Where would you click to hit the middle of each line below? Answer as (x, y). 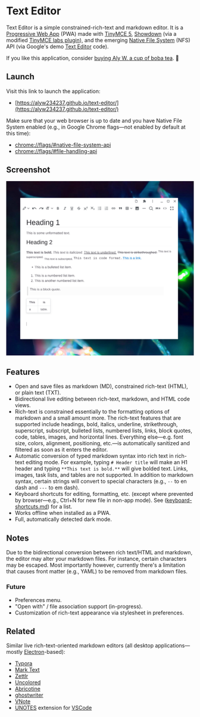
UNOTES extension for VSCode (53, 708)
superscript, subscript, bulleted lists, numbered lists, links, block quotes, (103, 431)
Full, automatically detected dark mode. (63, 519)
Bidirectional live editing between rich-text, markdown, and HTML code (102, 399)
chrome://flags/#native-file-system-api (63, 145)
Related (21, 631)
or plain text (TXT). (38, 393)
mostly (14, 652)
